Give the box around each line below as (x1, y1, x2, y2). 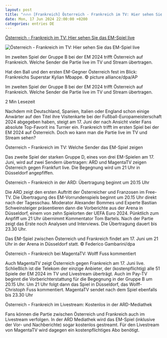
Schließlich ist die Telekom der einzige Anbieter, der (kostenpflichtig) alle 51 (5, 265, 160, 271)
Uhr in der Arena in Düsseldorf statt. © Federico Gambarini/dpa (5, 241, 135, 247)
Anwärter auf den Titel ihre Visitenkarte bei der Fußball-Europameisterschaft (5, 114, 162, 120)
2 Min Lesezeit (5, 99, 35, 105)
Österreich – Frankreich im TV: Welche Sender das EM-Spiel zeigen (5, 145, 143, 151)
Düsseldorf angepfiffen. (5, 170, 54, 176)
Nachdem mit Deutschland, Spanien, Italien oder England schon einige (5, 108, 150, 114)
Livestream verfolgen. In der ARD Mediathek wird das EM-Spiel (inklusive (5, 317, 155, 323)
